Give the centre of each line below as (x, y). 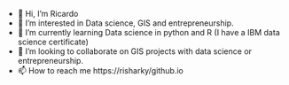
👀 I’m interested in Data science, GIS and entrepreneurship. (125, 23)
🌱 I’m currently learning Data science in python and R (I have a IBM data (149, 32)
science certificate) (53, 42)
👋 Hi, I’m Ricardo (48, 14)
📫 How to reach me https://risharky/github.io (100, 70)
